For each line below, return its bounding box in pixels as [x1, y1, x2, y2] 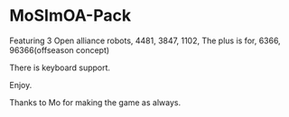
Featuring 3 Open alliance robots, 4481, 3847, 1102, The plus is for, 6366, [9, 35, 282, 46]
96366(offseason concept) [9, 44, 110, 55]
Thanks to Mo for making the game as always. [9, 96, 182, 108]
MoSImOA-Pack [9, 5, 132, 26]
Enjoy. [9, 79, 33, 90]
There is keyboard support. [9, 62, 111, 73]
